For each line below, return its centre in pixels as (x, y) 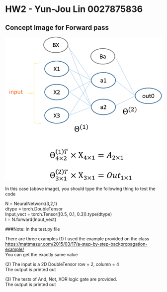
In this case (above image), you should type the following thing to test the (80, 189)
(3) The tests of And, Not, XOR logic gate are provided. (61, 279)
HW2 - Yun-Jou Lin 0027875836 (74, 9)
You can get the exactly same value (42, 254)
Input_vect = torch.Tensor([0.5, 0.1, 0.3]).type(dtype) (59, 214)
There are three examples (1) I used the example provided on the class (77, 239)
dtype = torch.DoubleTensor (34, 209)
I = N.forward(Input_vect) (31, 219)
